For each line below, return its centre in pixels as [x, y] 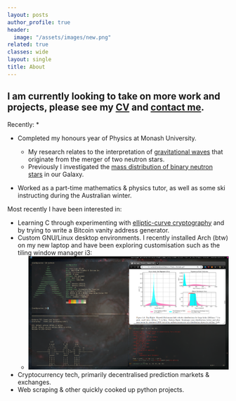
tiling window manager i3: [55, 252]
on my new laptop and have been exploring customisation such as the [118, 245]
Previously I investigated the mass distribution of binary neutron [120, 166]
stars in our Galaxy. [56, 174]
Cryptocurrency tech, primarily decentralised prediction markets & [113, 374]
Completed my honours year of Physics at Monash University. [107, 138]
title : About [26, 67]
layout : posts [28, 15]
